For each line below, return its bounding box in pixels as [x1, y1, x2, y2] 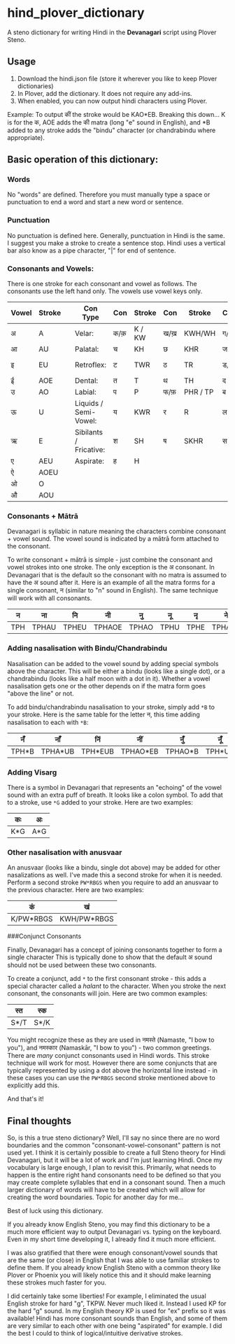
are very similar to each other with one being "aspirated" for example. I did [7, 1322, 222, 1330]
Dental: [74, 376, 99, 385]
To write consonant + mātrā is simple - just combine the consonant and [7, 556, 213, 564]
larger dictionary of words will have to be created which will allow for [7, 1186, 206, 1194]
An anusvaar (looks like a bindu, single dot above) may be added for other [7, 863, 220, 872]
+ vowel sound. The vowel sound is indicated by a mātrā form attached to [7, 535, 219, 543]
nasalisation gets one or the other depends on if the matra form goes [7, 681, 206, 690]
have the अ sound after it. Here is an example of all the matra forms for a [7, 579, 215, 587]
